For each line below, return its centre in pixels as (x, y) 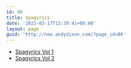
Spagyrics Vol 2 (35, 58)
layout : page (23, 29)
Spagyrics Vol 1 (34, 52)
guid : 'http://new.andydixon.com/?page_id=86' (66, 35)
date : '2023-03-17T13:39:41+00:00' (51, 23)
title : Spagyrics (28, 18)
